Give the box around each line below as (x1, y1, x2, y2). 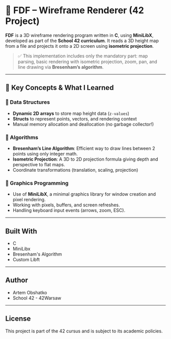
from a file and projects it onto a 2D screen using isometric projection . (5, 43, 154, 49)
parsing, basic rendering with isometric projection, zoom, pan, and (17, 58, 158, 65)
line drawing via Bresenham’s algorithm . (17, 64, 104, 70)
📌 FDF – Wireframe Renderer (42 (5, 5, 144, 16)
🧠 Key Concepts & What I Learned (5, 83, 114, 92)
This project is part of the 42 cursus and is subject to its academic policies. (5, 328, 163, 334)
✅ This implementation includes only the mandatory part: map (17, 53, 148, 59)
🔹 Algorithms (5, 134, 39, 141)
